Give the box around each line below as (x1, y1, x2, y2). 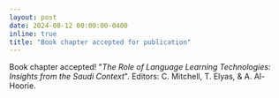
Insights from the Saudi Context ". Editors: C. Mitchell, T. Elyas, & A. (9, 72, 253, 82)
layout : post (9, 12, 57, 22)
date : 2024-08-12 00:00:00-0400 (9, 21, 128, 30)
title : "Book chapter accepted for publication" (9, 37, 192, 47)
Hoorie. (9, 80, 37, 91)
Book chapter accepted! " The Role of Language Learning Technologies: (9, 62, 271, 72)
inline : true (9, 29, 57, 38)
